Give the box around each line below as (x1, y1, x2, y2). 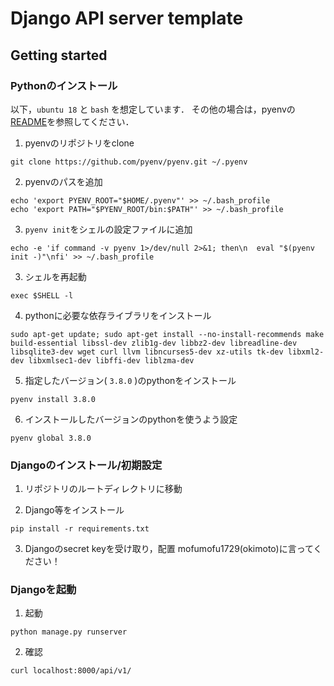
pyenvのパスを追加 (24, 175, 103, 187)
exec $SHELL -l (10, 290, 74, 301)
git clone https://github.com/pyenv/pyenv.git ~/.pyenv (10, 157, 248, 167)
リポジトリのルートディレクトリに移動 (24, 483, 183, 495)
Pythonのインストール (10, 78, 118, 92)
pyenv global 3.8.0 (10, 433, 92, 443)
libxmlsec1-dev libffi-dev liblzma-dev (28, 355, 195, 366)
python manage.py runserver (10, 627, 128, 637)
